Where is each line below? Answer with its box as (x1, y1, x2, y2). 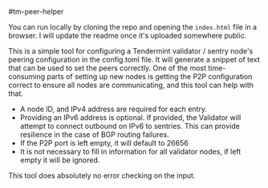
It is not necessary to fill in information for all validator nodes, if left (19, 147, 242, 156)
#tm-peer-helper (8, 7, 64, 16)
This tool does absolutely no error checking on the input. (8, 171, 196, 180)
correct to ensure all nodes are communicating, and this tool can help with (8, 80, 254, 90)
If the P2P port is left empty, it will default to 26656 (19, 138, 189, 147)
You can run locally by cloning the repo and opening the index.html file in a (8, 22, 258, 31)
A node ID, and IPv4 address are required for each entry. (19, 104, 207, 114)
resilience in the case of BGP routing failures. (19, 130, 170, 139)
